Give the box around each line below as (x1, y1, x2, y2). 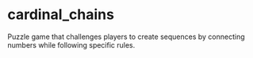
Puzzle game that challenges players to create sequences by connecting (7, 32, 245, 41)
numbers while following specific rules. (7, 40, 136, 49)
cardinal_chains (7, 6, 114, 24)
